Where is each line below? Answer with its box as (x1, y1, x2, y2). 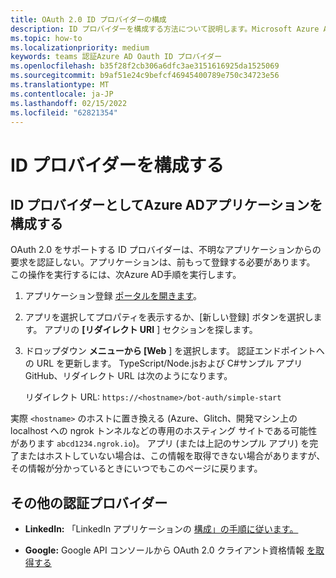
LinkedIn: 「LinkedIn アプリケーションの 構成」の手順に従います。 (24, 523, 299, 535)
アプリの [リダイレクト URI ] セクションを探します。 (44, 324, 258, 336)
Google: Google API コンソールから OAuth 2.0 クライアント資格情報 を (24, 544, 316, 556)
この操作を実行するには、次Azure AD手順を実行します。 (10, 269, 242, 281)
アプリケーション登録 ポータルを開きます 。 (24, 290, 203, 302)
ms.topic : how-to (10, 33, 83, 43)
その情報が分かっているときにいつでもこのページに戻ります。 (10, 462, 263, 475)
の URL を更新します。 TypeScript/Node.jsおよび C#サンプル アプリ (24, 357, 303, 370)
